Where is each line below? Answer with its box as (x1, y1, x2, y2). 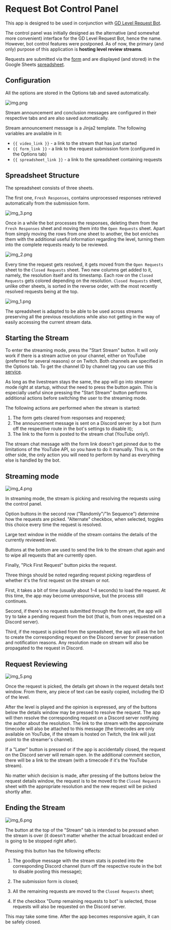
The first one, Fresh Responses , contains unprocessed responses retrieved (5, 194, 161, 200)
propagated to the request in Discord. (5, 645, 84, 651)
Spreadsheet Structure (5, 171, 80, 180)
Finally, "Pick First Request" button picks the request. (5, 562, 117, 568)
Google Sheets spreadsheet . (5, 61, 65, 67)
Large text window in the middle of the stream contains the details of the (5, 532, 158, 538)
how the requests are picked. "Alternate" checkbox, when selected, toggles (5, 516, 164, 522)
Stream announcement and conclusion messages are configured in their (5, 109, 157, 115)
